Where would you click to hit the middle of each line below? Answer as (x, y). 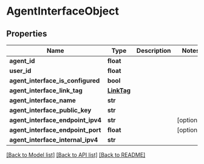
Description (154, 51)
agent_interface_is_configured (55, 80)
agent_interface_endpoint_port (55, 130)
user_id (20, 71)
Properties (27, 34)
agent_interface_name (42, 100)
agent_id (22, 61)
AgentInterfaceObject (63, 11)
